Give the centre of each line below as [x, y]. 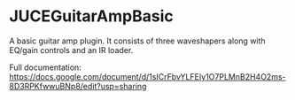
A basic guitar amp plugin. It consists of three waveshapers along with [137, 41]
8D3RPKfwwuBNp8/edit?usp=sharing [78, 86]
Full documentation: [45, 67]
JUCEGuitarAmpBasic [92, 16]
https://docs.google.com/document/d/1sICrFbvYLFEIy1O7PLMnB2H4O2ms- [147, 76]
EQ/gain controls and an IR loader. [71, 50]
